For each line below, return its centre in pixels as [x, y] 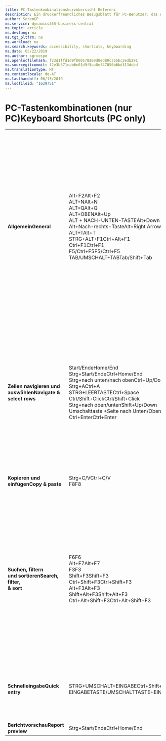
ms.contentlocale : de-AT [31, 74]
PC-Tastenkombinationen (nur [69, 108]
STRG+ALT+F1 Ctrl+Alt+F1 [100, 239]
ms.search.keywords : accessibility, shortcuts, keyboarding [68, 47]
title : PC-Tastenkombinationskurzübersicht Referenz [61, 10]
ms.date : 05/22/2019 [26, 51]
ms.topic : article [24, 28]
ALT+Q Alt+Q [83, 208]
